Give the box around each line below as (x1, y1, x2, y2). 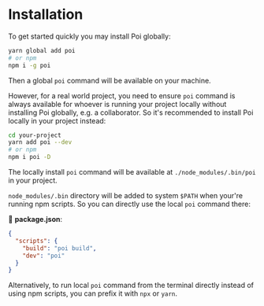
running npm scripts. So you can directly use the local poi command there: (8, 199, 251, 209)
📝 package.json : (8, 215, 63, 224)
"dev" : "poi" (22, 252, 65, 260)
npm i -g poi (8, 61, 51, 69)
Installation (8, 6, 84, 24)
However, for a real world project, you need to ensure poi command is (8, 90, 236, 100)
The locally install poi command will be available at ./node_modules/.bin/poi (8, 168, 256, 177)
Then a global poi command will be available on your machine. (8, 76, 211, 85)
